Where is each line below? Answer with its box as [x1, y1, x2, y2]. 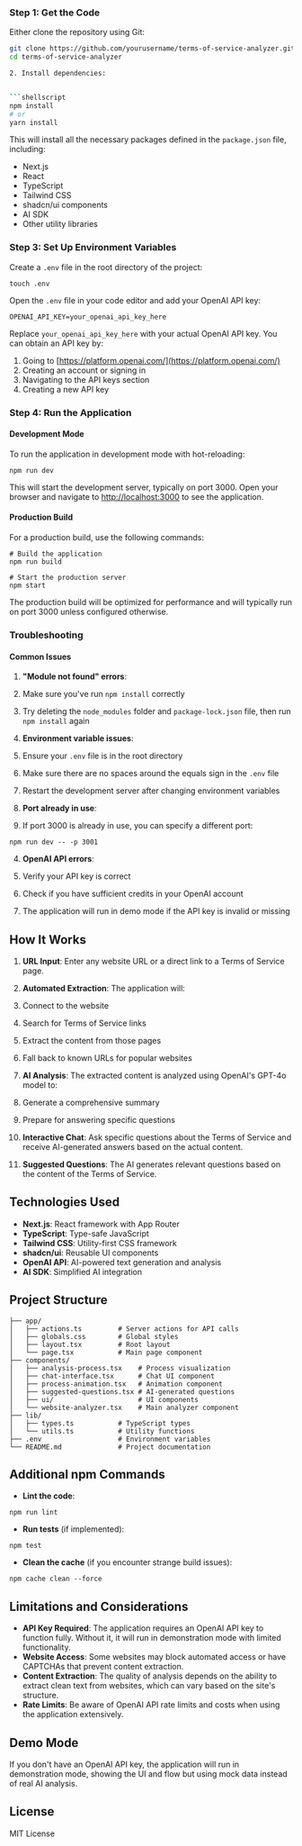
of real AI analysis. [9, 1778, 78, 1789]
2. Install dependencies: [9, 69, 106, 78]
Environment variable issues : [22, 733, 134, 744]
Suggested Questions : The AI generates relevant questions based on [22, 1159, 281, 1170]
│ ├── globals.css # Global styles [9, 1332, 179, 1341]
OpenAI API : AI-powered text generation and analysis [22, 1256, 222, 1267]
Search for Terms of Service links [22, 1018, 147, 1028]
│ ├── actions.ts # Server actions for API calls [9, 1324, 240, 1334]
